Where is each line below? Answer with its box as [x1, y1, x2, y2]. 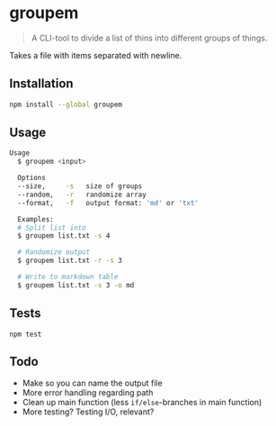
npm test [9, 330, 42, 339]
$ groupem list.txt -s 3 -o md [17, 280, 135, 290]
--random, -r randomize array [17, 190, 147, 199]
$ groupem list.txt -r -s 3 [17, 256, 123, 266]
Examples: [17, 214, 54, 223]
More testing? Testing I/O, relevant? [22, 406, 155, 417]
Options [17, 174, 47, 183]
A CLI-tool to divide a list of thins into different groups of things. [31, 32, 268, 43]
